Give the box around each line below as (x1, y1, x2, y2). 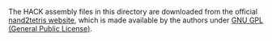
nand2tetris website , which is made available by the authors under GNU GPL (8, 15, 264, 25)
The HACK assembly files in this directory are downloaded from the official (8, 7, 257, 16)
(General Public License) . (8, 24, 93, 33)
